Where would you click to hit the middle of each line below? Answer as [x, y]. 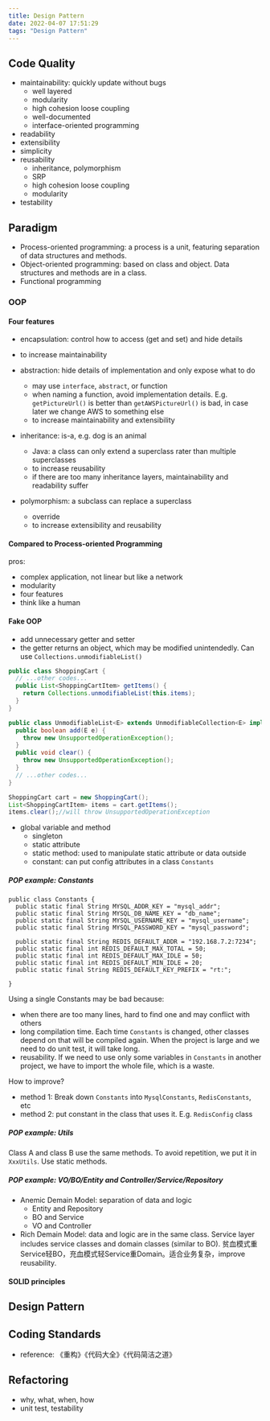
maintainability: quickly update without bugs [93, 83]
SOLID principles [37, 1281]
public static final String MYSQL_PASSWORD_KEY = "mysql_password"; [133, 928]
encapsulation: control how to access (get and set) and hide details [131, 340]
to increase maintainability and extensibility [103, 420]
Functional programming [61, 281]
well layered [52, 91]
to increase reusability [69, 468]
